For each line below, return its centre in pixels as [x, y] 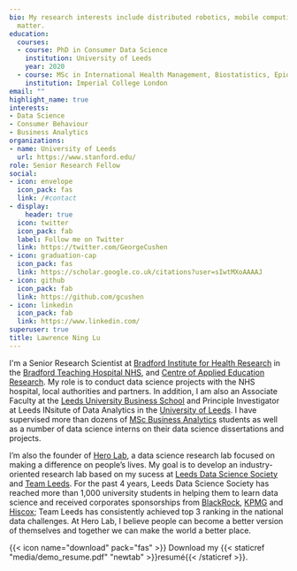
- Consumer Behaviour [49, 125]
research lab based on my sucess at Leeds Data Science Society [160, 474]
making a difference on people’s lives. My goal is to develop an [124, 464]
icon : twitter [43, 223]
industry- [256, 464]
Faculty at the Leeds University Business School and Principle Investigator [145, 400]
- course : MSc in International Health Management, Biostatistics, [144, 75]
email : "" [27, 91]
